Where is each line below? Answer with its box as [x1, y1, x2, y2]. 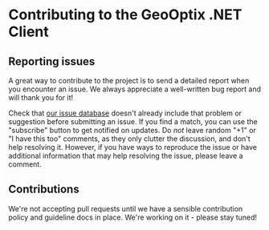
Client [8, 22, 50, 41]
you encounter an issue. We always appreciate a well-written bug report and [8, 84, 262, 94]
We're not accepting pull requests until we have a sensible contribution [8, 204, 243, 213]
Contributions [8, 183, 79, 196]
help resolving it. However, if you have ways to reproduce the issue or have [8, 143, 257, 151]
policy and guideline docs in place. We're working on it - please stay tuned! [8, 212, 258, 222]
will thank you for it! [8, 93, 74, 102]
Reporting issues [8, 54, 96, 68]
